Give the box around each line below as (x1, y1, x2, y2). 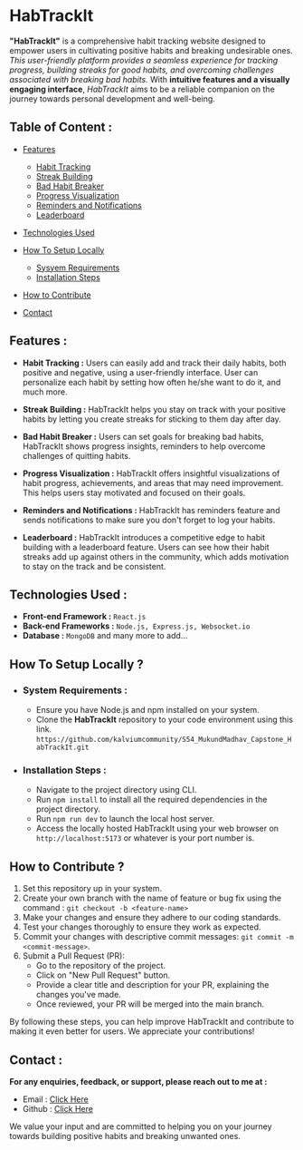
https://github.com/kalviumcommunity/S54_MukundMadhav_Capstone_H (35, 736, 292, 745)
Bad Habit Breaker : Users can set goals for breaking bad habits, (22, 431, 264, 442)
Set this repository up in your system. (22, 883, 163, 894)
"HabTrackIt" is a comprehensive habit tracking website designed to (9, 35, 266, 46)
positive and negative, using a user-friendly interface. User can (22, 366, 259, 377)
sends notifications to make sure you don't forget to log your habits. (22, 514, 276, 525)
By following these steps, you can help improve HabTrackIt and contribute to (9, 1017, 295, 1028)
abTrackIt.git (35, 743, 90, 753)
